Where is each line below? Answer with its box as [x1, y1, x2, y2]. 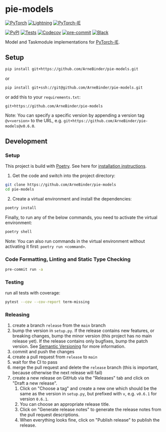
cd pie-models [5, 187, 35, 192]
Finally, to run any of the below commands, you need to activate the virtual [5, 214, 158, 220]
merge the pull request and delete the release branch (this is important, [12, 365, 159, 371]
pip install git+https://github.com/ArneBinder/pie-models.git [5, 66, 139, 71]
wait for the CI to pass [12, 359, 58, 365]
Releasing [5, 311, 30, 318]
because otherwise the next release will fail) [12, 370, 103, 376]
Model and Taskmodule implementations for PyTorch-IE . [5, 39, 120, 45]
